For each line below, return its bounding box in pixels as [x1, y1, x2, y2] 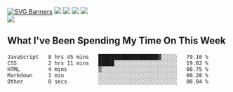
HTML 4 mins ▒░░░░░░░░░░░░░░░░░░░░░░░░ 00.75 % [7, 65, 209, 73]
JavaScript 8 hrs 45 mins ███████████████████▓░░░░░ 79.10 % [7, 53, 209, 60]
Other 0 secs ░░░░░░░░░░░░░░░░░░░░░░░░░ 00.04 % [7, 78, 209, 85]
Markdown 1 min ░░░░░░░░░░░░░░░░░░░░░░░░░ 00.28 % [7, 72, 209, 79]
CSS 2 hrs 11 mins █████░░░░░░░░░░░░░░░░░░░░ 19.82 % [7, 60, 209, 67]
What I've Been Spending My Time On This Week [7, 35, 226, 47]
